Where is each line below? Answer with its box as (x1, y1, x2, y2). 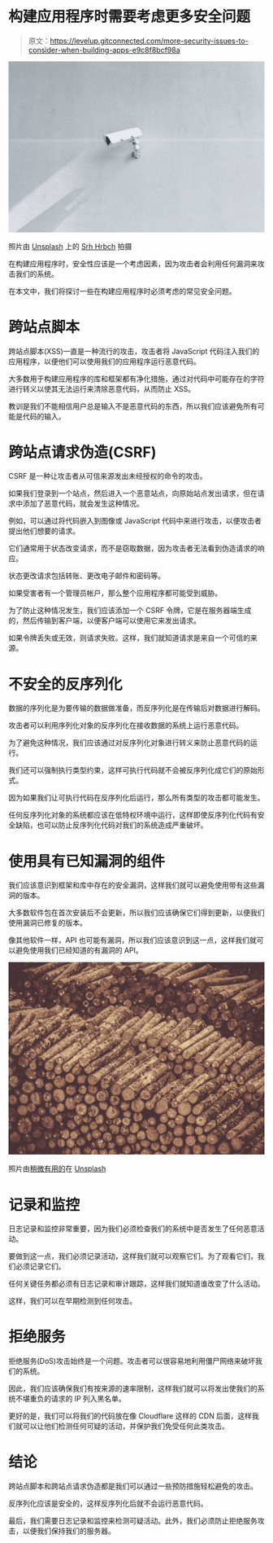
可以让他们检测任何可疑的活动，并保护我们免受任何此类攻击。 (22, 1422, 229, 1431)
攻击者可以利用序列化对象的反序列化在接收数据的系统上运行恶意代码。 (8, 721, 244, 730)
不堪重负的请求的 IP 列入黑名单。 (15, 1394, 126, 1404)
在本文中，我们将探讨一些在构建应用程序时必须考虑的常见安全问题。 (8, 286, 236, 296)
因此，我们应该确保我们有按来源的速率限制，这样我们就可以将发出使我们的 (8, 1383, 258, 1393)
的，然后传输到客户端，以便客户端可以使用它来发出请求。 (8, 616, 201, 625)
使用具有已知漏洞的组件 (8, 852, 166, 870)
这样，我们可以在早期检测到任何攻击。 (8, 1296, 136, 1306)
